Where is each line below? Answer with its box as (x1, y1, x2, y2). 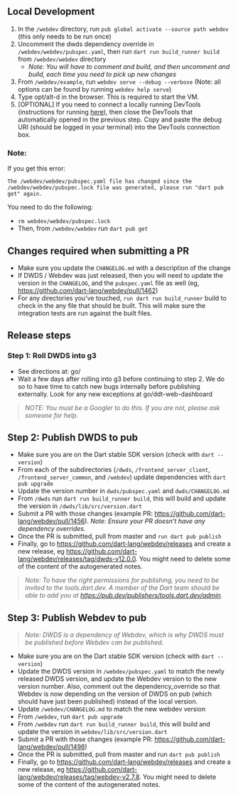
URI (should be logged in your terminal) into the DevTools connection (17, 122, 220, 131)
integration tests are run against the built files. (17, 308, 153, 317)
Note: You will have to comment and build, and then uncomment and (28, 62, 230, 70)
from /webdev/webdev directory (17, 55, 107, 63)
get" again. (7, 190, 43, 198)
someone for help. (24, 411, 79, 419)
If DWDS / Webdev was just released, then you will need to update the (17, 271, 224, 279)
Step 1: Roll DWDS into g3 (7, 351, 97, 361)
